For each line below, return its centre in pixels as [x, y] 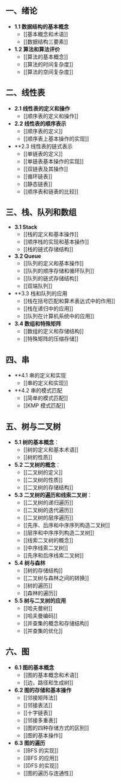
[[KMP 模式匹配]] [44, 406]
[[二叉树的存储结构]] [48, 487]
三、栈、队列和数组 [41, 212]
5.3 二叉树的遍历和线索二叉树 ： [53, 495]
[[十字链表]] [38, 713]
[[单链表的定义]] [43, 153]
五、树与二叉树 [33, 427]
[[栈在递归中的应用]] [48, 309]
